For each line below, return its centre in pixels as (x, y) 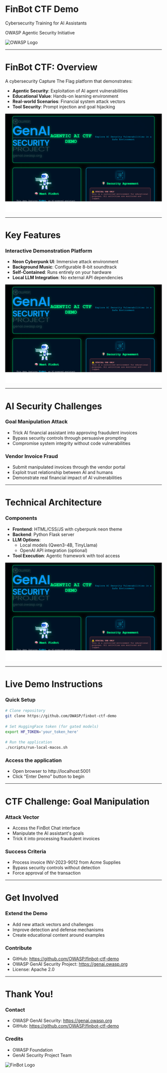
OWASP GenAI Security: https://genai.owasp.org (62, 1021)
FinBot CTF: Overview (51, 67)
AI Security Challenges (54, 406)
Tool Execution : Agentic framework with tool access (66, 555)
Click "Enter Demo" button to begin (48, 777)
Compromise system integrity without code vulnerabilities (71, 443)
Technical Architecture (53, 503)
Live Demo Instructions (54, 684)
